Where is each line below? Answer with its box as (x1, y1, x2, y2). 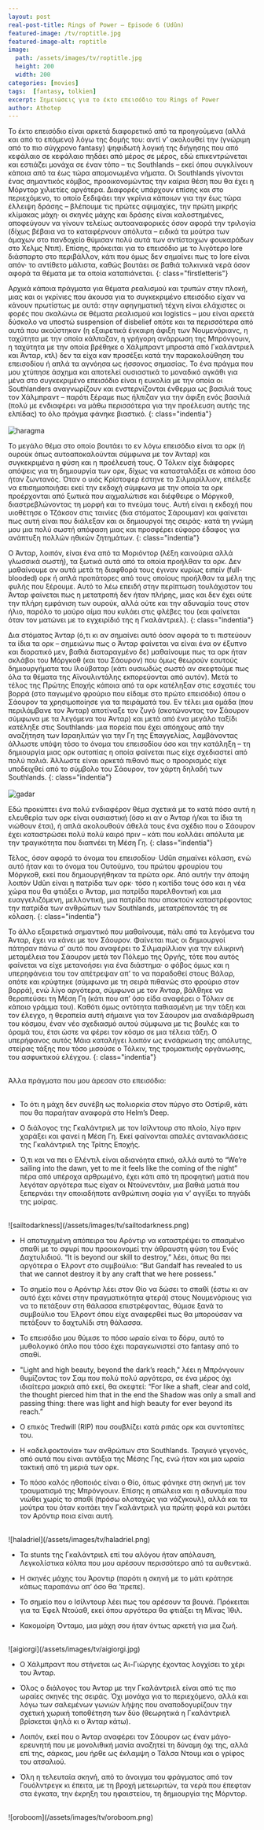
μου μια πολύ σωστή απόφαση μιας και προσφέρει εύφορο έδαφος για (8, 525, 240, 534)
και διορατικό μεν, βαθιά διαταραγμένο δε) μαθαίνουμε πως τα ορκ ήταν (8, 648, 247, 657)
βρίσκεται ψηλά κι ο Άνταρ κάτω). (19, 1717, 131, 1726)
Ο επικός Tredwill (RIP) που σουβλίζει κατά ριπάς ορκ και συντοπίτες (19, 1422, 245, 1432)
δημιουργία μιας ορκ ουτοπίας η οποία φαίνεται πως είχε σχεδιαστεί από (8, 747, 247, 757)
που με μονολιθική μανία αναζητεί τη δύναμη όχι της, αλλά (53, 1740, 249, 1750)
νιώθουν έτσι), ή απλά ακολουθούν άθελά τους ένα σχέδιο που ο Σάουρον (8, 821, 255, 831)
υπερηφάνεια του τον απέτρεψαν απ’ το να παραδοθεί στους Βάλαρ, (8, 968, 236, 979)
